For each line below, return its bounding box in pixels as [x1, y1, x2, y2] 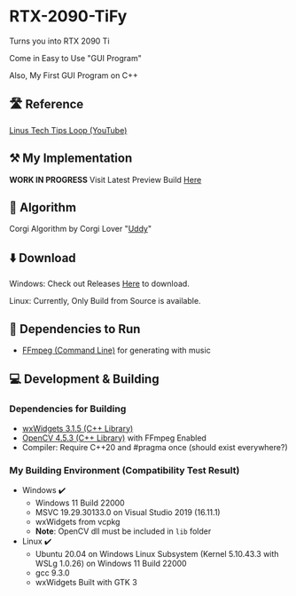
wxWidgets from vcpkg [35, 516, 121, 527]
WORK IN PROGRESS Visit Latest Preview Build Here [9, 174, 202, 185]
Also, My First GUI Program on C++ [9, 69, 139, 81]
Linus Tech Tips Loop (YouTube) [9, 124, 128, 135]
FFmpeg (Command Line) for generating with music [21, 345, 211, 355]
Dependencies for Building [9, 402, 127, 415]
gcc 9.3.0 [35, 567, 70, 578]
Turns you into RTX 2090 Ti [9, 36, 110, 46]
